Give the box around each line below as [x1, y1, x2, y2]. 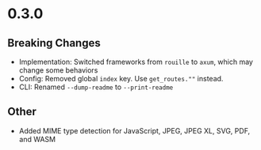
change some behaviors [18, 66, 98, 75]
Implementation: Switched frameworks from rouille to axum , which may [18, 57, 253, 66]
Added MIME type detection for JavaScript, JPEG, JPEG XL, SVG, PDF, [18, 126, 251, 135]
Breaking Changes [7, 36, 101, 50]
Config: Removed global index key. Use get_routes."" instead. [18, 74, 224, 83]
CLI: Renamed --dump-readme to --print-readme [18, 82, 174, 92]
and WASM [18, 134, 56, 144]
